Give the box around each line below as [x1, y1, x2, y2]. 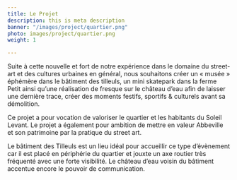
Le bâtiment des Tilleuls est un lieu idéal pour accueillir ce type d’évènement [7, 142, 231, 150]
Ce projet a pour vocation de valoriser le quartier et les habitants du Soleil [7, 114, 222, 122]
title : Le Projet [7, 10, 59, 18]
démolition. [7, 100, 40, 108]
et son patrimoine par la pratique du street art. [7, 128, 142, 137]
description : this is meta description [7, 17, 125, 24]
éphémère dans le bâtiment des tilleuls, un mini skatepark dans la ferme [7, 77, 217, 85]
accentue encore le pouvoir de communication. [7, 164, 145, 173]
